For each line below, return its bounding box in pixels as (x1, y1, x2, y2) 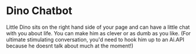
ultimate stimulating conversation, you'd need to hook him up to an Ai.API (6, 36, 185, 43)
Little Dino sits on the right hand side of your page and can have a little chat (6, 23, 190, 31)
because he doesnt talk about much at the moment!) (6, 42, 134, 49)
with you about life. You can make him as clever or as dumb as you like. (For (6, 29, 191, 36)
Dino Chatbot (6, 4, 73, 18)
